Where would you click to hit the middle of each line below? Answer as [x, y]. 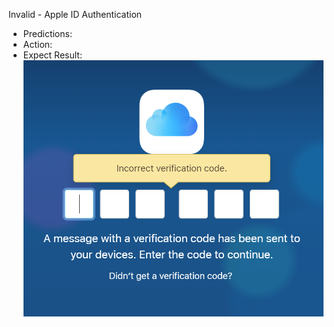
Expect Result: [52, 55]
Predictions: [47, 33]
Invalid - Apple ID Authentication [75, 14]
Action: [37, 44]
